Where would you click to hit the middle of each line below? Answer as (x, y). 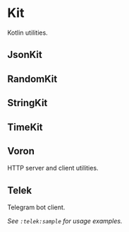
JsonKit (25, 55)
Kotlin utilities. (27, 33)
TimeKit (25, 127)
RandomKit (32, 79)
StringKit (27, 103)
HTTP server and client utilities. (53, 168)
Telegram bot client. (36, 207)
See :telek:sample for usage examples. (65, 221)
